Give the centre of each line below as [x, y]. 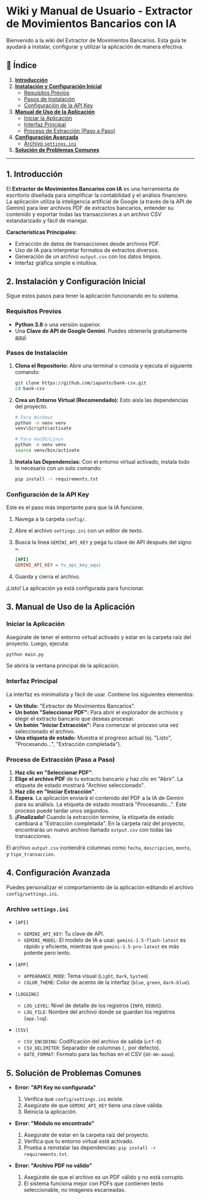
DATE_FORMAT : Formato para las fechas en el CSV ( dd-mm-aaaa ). [99, 1054]
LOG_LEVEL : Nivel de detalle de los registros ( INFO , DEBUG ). [93, 1006]
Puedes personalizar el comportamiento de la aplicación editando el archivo [100, 887]
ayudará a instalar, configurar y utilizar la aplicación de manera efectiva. [95, 47]
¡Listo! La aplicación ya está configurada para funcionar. [75, 588]
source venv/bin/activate [47, 451]
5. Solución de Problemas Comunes [74, 1073]
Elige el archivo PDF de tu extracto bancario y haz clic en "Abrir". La [99, 779]
